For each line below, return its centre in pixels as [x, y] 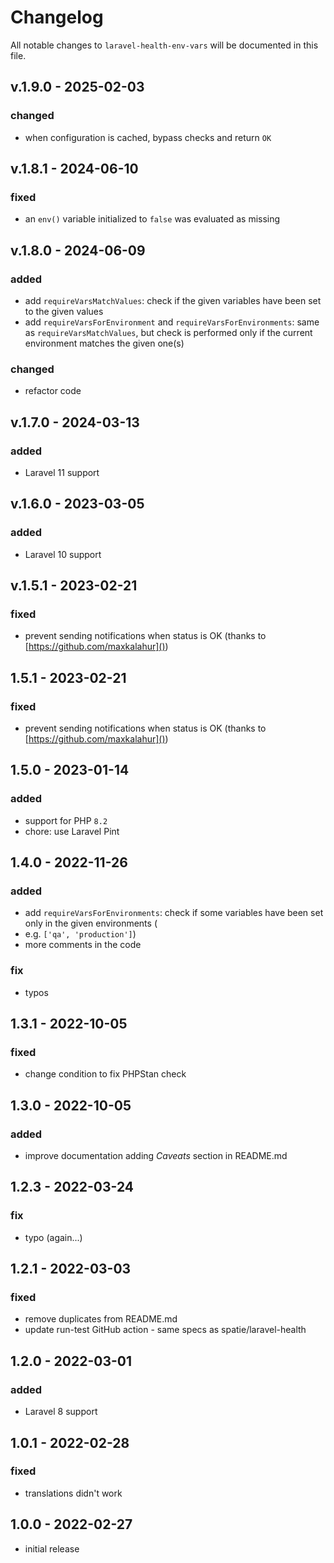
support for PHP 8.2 [66, 820]
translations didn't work [73, 1493]
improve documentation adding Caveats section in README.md [156, 1156]
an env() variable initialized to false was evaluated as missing [152, 219]
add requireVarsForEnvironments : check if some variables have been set [174, 913]
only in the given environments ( [91, 923]
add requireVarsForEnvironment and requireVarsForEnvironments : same [172, 322]
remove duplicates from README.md [101, 1319]
